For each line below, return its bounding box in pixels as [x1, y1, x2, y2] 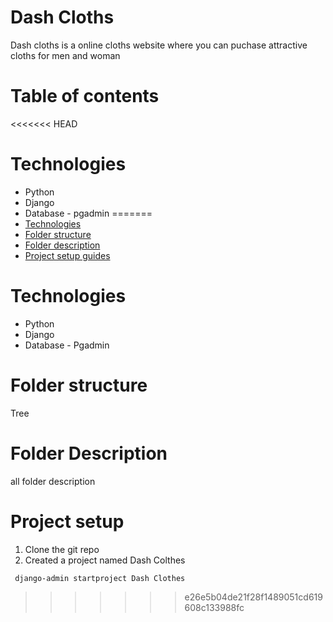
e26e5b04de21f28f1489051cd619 [184, 591, 323, 603]
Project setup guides [24, 249, 111, 261]
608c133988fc [184, 602, 245, 614]
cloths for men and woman [10, 49, 121, 61]
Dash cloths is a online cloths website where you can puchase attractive [10, 39, 308, 51]
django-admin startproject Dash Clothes [14, 573, 186, 583]
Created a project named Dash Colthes [24, 554, 186, 566]
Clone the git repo [24, 543, 100, 555]
